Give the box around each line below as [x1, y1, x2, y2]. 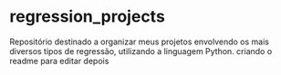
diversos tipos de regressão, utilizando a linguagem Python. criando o [9, 45, 273, 56]
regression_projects [9, 6, 166, 27]
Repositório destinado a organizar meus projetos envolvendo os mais [9, 36, 269, 47]
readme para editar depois [9, 55, 109, 66]
